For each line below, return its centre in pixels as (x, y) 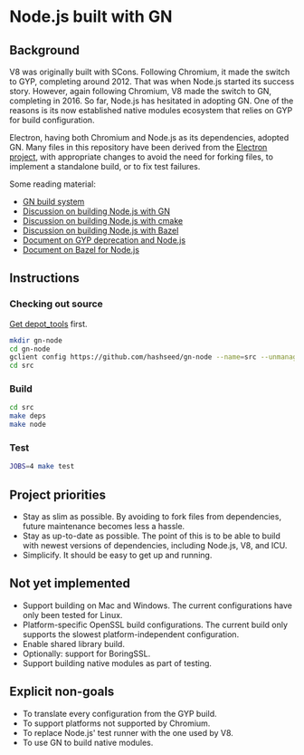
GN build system (53, 202)
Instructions (44, 278)
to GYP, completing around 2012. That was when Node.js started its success (152, 82)
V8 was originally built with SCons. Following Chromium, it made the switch (150, 72)
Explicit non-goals (62, 692)
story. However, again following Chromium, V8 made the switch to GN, (141, 91)
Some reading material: (53, 184)
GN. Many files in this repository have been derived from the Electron (138, 147)
